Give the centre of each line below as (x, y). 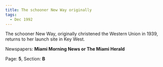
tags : (11, 15)
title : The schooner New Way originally (49, 10)
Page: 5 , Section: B (25, 59)
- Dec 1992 (21, 19)
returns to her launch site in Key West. (45, 39)
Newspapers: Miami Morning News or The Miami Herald (65, 49)
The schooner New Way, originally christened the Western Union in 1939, (82, 34)
